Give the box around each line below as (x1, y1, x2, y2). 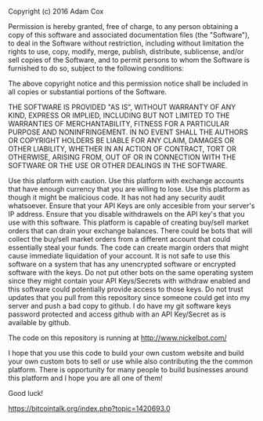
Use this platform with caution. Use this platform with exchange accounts (8, 176, 244, 185)
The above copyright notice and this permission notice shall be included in (8, 79, 248, 88)
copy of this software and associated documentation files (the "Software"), (8, 31, 250, 39)
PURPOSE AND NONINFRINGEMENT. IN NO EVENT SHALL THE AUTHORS (8, 127, 249, 137)
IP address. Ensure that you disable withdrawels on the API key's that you (8, 210, 245, 218)
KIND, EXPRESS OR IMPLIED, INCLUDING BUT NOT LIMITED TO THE (8, 111, 230, 120)
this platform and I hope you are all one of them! (8, 373, 163, 383)
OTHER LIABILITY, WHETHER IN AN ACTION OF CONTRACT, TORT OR (8, 145, 236, 153)
